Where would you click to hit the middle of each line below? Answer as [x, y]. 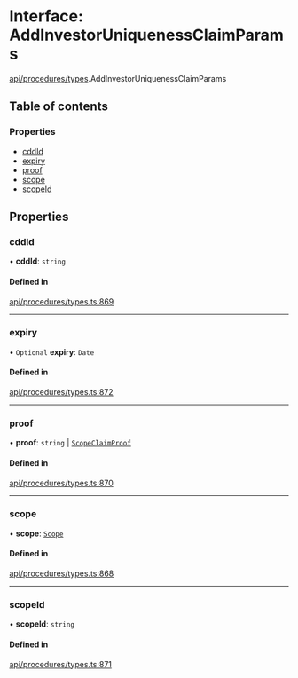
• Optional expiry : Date [52, 351]
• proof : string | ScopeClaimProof [70, 443]
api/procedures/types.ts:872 [61, 392]
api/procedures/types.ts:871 [61, 664]
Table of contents [59, 107]
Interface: [47, 16]
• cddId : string [38, 261]
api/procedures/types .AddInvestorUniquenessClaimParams [118, 78]
